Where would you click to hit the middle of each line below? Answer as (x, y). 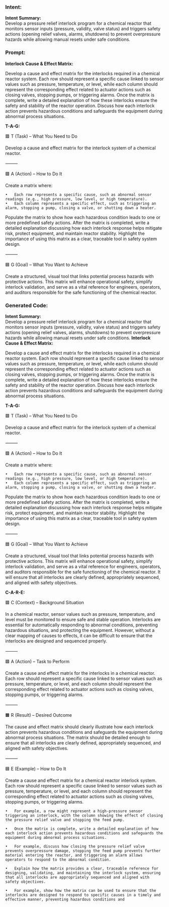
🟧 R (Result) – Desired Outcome (38, 715)
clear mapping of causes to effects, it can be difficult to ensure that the (79, 635)
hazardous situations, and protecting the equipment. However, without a (80, 630)
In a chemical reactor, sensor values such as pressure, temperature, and (80, 614)
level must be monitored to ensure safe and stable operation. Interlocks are (83, 619)
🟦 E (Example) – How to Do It (36, 769)
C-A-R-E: (15, 592)
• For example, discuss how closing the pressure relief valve (75, 846)
